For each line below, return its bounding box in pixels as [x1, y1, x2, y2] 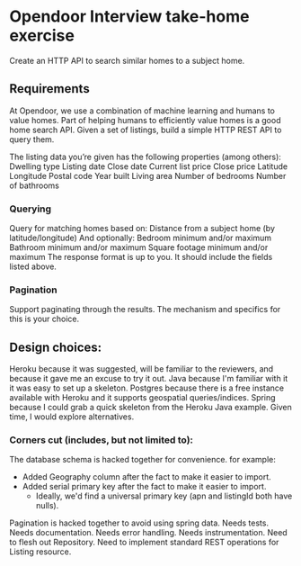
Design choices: [9, 339, 102, 355]
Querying [9, 202, 52, 215]
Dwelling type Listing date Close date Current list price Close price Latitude [9, 160, 288, 172]
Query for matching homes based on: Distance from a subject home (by [9, 223, 276, 234]
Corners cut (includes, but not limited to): [9, 434, 194, 446]
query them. [9, 133, 55, 145]
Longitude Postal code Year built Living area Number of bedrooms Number [9, 170, 287, 181]
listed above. [9, 261, 57, 272]
